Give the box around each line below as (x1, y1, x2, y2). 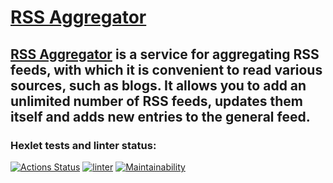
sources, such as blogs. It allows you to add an (10, 77, 307, 94)
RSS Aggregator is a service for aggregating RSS (10, 46, 320, 63)
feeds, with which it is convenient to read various (10, 61, 323, 78)
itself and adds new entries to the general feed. (10, 108, 311, 125)
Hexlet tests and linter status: (10, 138, 157, 152)
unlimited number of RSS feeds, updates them (10, 92, 303, 110)
